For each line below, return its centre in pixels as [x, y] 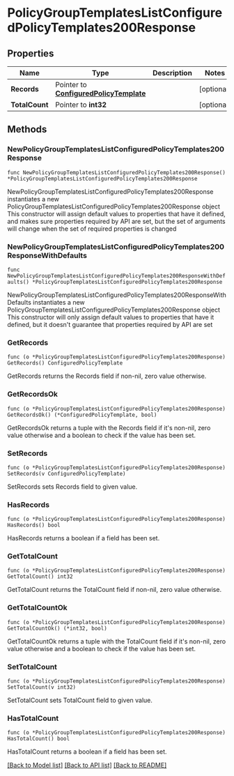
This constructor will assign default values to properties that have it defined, [117, 213]
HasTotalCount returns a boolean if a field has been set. [87, 752]
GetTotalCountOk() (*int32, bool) [57, 628]
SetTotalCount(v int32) [42, 687]
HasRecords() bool [34, 525]
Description [172, 73]
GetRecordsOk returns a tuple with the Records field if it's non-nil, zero [109, 427]
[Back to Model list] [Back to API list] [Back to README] [87, 766]
